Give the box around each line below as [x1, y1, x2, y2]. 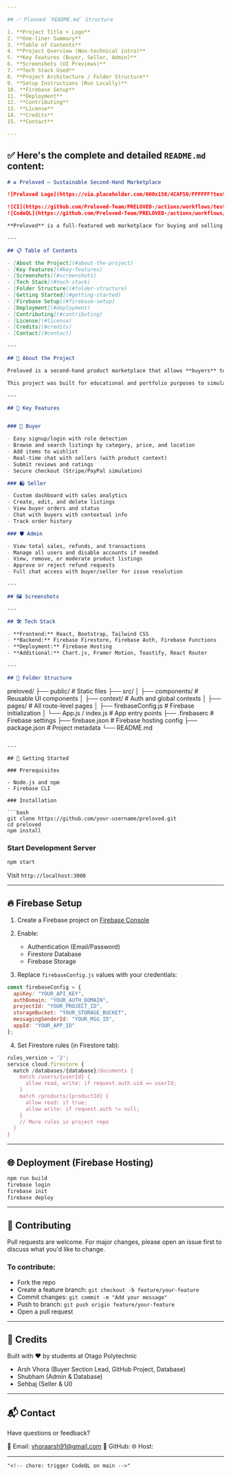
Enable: [16, 929, 39, 937]
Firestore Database [27, 949, 82, 958]
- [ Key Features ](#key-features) [7, 266, 103, 273]
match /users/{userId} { [19, 1073, 91, 1081]
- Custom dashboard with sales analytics [7, 492, 128, 499]
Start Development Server [7, 843, 96, 852]
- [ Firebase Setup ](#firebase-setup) [7, 297, 115, 305]
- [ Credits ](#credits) [7, 324, 72, 330]
